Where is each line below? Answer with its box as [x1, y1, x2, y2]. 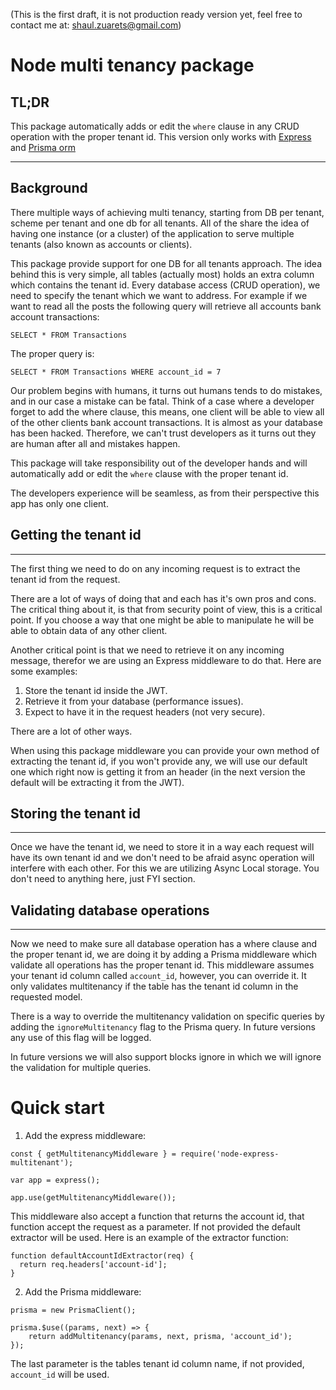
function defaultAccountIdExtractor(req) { [10, 1251, 195, 1261]
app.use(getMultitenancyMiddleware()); [10, 1193, 177, 1203]
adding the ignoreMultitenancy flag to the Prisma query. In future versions [10, 1021, 316, 1033]
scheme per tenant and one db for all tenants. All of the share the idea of [10, 217, 310, 229]
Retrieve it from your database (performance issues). [24, 695, 244, 707]
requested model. [10, 991, 83, 1003]
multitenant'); [10, 1158, 74, 1168]
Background [10, 180, 88, 197]
